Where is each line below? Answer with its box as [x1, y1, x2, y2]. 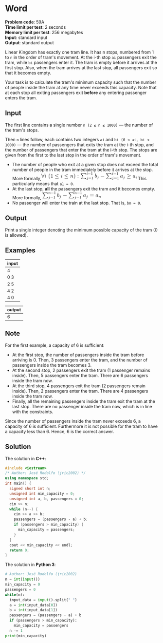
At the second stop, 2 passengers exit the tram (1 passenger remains [12, 367, 150, 373]
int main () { [5, 481, 32, 486]
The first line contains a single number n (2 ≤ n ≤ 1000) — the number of [5, 122, 153, 128]
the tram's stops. [5, 127, 39, 133]
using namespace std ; [5, 476, 49, 481]
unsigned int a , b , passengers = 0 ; [9, 496, 84, 501]
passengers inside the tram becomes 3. [12, 362, 92, 368]
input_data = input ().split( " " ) [9, 597, 77, 602]
